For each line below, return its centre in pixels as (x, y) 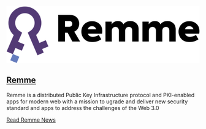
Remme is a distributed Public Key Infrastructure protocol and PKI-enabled (101, 95)
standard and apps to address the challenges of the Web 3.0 (83, 108)
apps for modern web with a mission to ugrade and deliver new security (97, 101)
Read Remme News (31, 120)
